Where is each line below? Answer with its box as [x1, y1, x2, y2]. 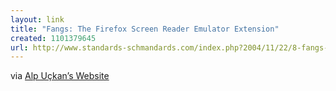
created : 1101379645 [10, 33, 97, 43]
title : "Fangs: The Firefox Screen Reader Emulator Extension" [10, 24, 280, 34]
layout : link [10, 14, 65, 25]
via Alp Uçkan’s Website [10, 70, 110, 82]
